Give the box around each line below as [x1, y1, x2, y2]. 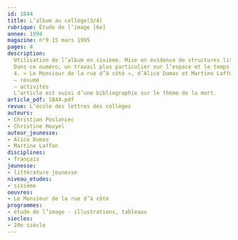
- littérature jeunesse [7, 168, 78, 176]
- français [7, 156, 40, 163]
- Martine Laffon [7, 143, 59, 150]
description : [7, 50, 46, 58]
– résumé [13, 76, 40, 84]
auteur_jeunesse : [7, 129, 59, 136]
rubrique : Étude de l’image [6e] [7, 23, 106, 31]
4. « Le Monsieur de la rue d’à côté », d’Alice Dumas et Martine [13, 70, 214, 77]
